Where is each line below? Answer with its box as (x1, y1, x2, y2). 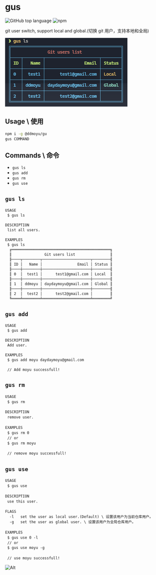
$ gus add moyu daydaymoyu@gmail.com (7, 357, 84, 362)
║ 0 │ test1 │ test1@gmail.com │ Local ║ (9, 272, 112, 277)
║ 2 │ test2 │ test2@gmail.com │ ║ (9, 291, 112, 297)
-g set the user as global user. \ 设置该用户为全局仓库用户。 (9, 520, 136, 525)
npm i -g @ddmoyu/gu (5, 131, 47, 136)
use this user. (7, 499, 38, 504)
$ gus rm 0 (7, 430, 29, 435)
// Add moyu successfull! (7, 367, 60, 372)
